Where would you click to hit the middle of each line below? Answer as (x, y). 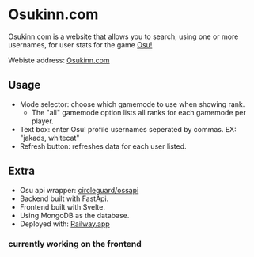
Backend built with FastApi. (64, 198)
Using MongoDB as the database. (74, 215)
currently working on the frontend (75, 244)
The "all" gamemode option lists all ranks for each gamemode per (139, 112)
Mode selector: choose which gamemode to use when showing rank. (132, 104)
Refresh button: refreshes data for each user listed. (103, 146)
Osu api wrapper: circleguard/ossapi (79, 190)
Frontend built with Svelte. (62, 206)
